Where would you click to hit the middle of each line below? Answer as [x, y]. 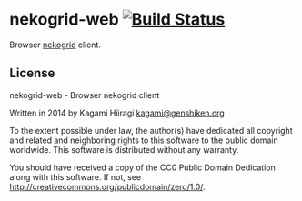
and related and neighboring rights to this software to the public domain [144, 140]
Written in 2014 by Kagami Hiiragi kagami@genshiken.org [117, 113]
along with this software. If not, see [75, 176]
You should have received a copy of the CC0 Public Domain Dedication [142, 167]
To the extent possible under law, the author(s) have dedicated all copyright [151, 130]
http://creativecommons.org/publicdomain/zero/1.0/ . [108, 186]
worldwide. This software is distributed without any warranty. [124, 149]
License [32, 73]
